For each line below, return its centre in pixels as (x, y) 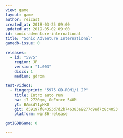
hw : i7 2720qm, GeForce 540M (46, 100)
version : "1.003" (33, 67)
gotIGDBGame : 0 (22, 123)
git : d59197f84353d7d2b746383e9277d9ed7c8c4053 (66, 109)
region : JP (26, 62)
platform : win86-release (41, 114)
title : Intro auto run (39, 95)
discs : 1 (24, 72)
